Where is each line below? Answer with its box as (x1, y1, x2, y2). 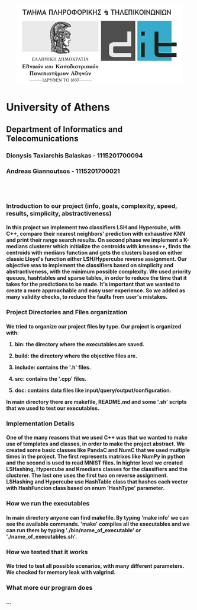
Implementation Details (6, 419, 75, 428)
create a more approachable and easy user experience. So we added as (6, 287, 185, 294)
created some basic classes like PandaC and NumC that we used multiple (6, 447, 190, 454)
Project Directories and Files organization (6, 308, 128, 317)
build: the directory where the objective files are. (14, 352, 138, 359)
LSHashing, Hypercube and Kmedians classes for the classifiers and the (6, 466, 188, 473)
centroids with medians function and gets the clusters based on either (6, 249, 183, 257)
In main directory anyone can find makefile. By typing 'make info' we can (6, 514, 189, 521)
